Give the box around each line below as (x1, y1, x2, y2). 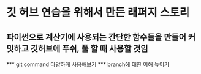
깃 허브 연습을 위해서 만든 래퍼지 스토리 (6, 6, 190, 20)
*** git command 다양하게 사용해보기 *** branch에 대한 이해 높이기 (6, 61, 170, 68)
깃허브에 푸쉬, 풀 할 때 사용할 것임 (30, 43, 148, 54)
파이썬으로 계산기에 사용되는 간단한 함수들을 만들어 (6, 32, 187, 42)
